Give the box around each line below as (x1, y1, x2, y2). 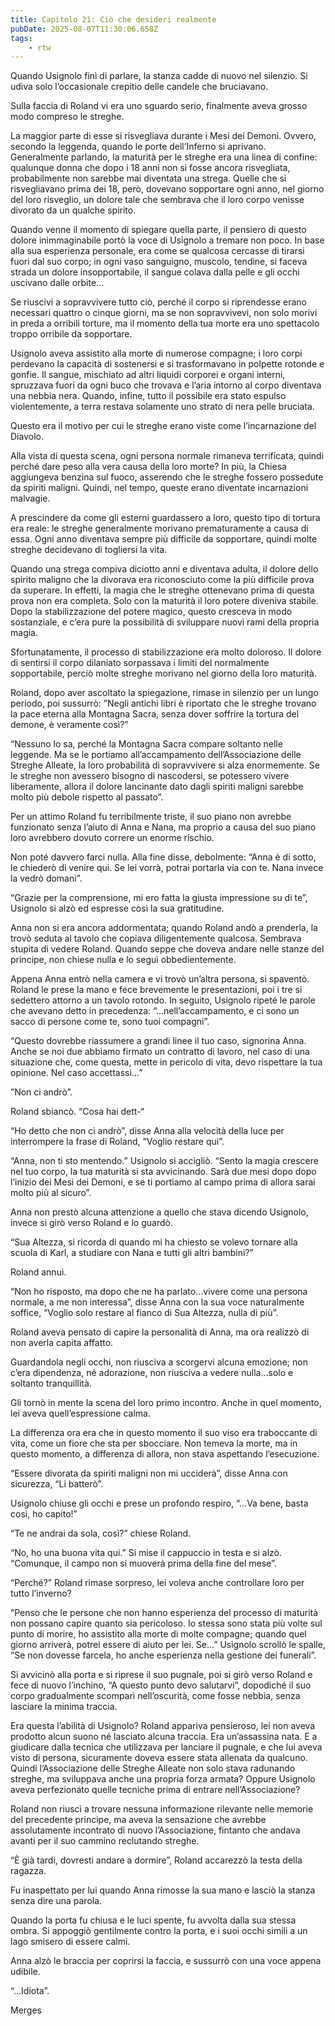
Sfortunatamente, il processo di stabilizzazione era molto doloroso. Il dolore (10, 646, 322, 658)
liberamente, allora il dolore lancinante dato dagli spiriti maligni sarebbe (10, 781, 304, 793)
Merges (10, 2004, 42, 2016)
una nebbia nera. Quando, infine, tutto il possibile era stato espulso (10, 390, 287, 402)
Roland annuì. (10, 1266, 67, 1278)
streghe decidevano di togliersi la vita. (10, 544, 168, 556)
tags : (10, 33, 33, 43)
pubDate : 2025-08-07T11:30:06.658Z (10, 24, 159, 34)
